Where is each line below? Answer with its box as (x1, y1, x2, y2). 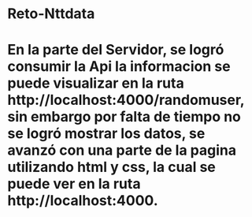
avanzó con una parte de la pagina (7, 141, 237, 159)
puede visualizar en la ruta (7, 74, 184, 92)
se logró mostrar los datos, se (7, 125, 206, 143)
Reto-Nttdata (7, 5, 95, 23)
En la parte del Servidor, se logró (7, 41, 224, 59)
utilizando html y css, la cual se (7, 159, 216, 176)
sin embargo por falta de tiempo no (7, 108, 242, 126)
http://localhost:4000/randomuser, (7, 92, 245, 109)
